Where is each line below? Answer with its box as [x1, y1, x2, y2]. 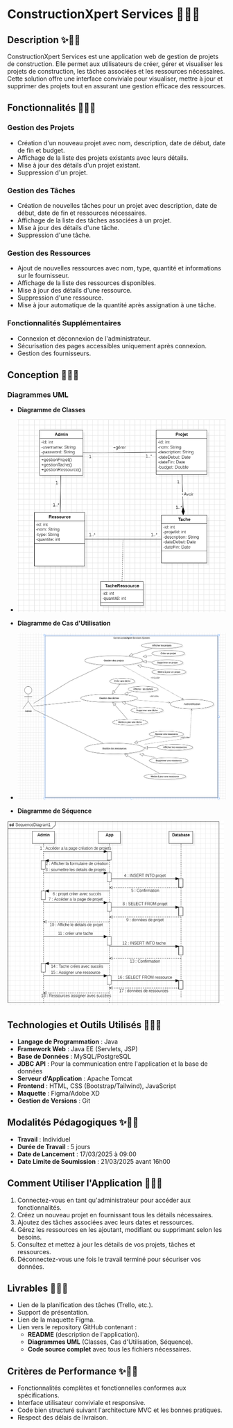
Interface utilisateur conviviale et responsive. [17, 1399, 146, 1407]
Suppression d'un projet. [17, 168, 88, 177]
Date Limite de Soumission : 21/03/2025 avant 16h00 [17, 1157, 171, 1165]
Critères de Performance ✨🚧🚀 [7, 1365, 139, 1377]
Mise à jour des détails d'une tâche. [17, 223, 120, 232]
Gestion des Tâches [7, 186, 76, 195]
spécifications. [17, 1391, 60, 1399]
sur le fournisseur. [17, 271, 69, 280]
